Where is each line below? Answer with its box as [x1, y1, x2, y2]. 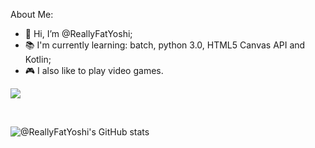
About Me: [10, 9, 54, 20]
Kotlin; [24, 54, 52, 65]
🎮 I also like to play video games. [24, 65, 164, 76]
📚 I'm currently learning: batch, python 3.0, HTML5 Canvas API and [24, 39, 306, 51]
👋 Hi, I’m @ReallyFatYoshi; [24, 28, 133, 39]
